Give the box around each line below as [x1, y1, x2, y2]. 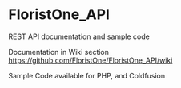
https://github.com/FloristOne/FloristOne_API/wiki [8, 55, 173, 65]
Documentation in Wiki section [8, 47, 110, 56]
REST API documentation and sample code [8, 32, 150, 41]
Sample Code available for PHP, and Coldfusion [8, 71, 166, 80]
